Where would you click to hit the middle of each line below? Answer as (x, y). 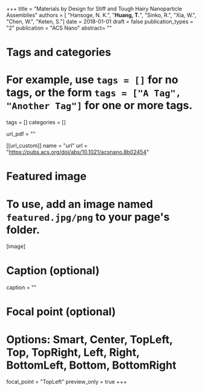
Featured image (46, 176)
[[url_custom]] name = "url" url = (47, 146)
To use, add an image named (80, 204)
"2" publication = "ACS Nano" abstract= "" (59, 28)
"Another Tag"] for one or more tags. (99, 106)
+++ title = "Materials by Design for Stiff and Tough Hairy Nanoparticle (94, 9)
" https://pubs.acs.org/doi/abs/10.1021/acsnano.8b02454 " (78, 152)
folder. (23, 230)
